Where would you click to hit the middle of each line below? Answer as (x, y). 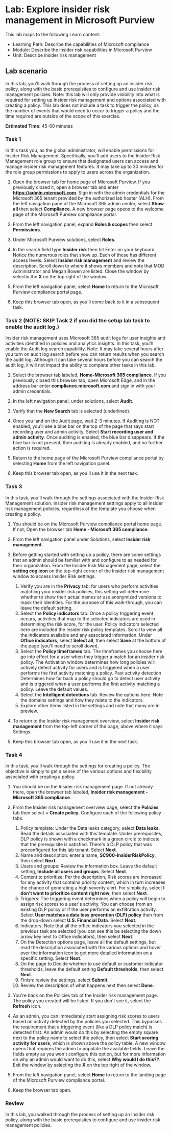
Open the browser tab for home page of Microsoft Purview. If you (81, 182)
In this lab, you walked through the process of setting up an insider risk (80, 1115)
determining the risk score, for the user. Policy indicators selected (90, 624)
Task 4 (14, 755)
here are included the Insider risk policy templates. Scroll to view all (91, 630)
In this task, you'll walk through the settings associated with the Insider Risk (85, 498)
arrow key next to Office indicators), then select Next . (77, 936)
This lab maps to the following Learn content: (53, 34)
